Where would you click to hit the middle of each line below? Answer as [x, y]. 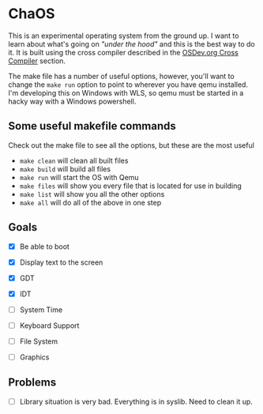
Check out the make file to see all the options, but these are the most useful [131, 145]
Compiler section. [37, 61]
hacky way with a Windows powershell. [72, 101]
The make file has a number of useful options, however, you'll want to [121, 76]
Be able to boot [44, 247]
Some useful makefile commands [92, 126]
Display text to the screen [61, 262]
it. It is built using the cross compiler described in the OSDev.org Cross [123, 52]
